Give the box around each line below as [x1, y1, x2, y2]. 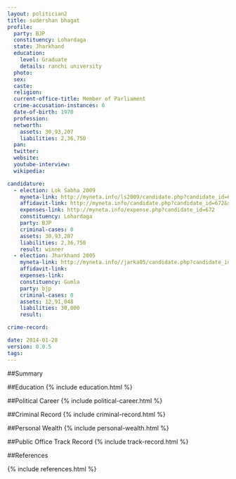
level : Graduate [20, 56, 68, 63]
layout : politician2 [7, 10, 68, 18]
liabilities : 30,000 [20, 304, 80, 312]
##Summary [7, 369, 44, 378]
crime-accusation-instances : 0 [13, 102, 105, 109]
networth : [13, 121, 42, 129]
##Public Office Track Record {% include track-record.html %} [7, 437, 189, 446]
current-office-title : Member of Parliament [13, 96, 146, 103]
